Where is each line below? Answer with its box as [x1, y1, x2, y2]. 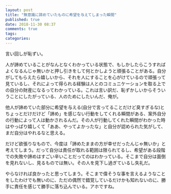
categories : [5, 36, 31, 41]
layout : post [5, 7, 33, 13]
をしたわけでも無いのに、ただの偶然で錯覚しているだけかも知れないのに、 [5, 177, 162, 183]
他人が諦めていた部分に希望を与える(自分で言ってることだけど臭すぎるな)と [5, 104, 165, 110]
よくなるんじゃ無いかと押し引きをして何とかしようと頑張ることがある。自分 [5, 67, 166, 74]
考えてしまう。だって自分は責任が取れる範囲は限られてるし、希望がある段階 [5, 147, 166, 153]
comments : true [5, 27, 38, 32]
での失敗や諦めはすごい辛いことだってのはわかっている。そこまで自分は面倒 [5, 153, 166, 159]
